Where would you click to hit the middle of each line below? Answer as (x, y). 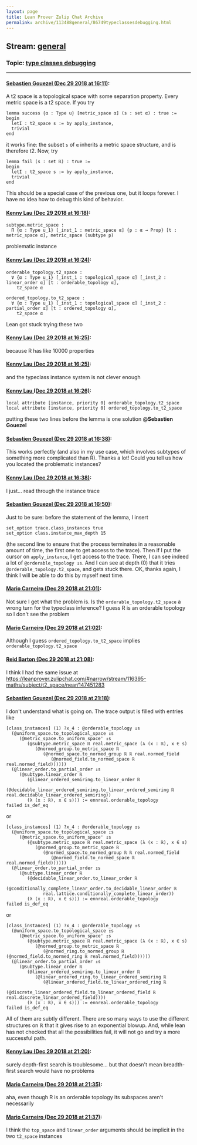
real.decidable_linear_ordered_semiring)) (59, 795)
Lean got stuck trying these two (45, 324)
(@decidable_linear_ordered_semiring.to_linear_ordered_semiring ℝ (90, 790)
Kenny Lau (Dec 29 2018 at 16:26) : (49, 390)
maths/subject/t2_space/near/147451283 (55, 685)
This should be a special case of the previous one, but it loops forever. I (92, 193)
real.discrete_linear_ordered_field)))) (56, 997)
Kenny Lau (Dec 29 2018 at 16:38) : (49, 478)
